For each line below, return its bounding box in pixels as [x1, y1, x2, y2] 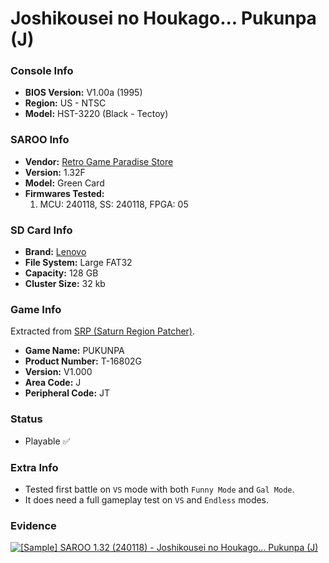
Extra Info [10, 460, 59, 474]
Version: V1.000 [24, 366, 93, 378]
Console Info [10, 64, 74, 78]
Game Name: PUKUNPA [24, 345, 125, 357]
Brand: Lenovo [24, 246, 87, 258]
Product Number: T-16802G [24, 355, 142, 367]
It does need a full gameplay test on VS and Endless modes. [24, 493, 270, 506]
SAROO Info [10, 133, 70, 147]
